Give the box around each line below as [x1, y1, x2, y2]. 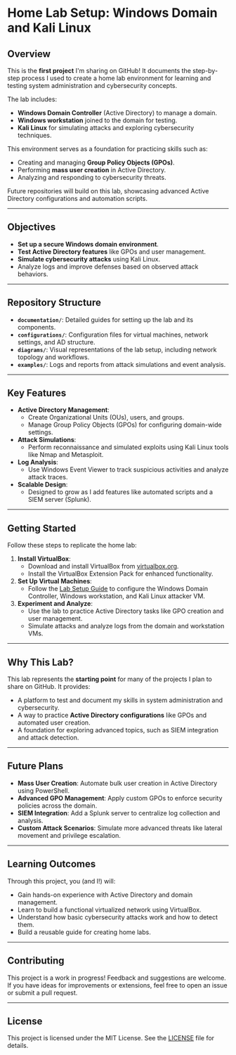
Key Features [7, 387, 67, 399]
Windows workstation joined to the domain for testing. [17, 116, 178, 124]
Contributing [7, 954, 65, 967]
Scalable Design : [17, 480, 68, 489]
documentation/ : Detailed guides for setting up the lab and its [17, 315, 194, 324]
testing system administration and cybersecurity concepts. [7, 82, 178, 89]
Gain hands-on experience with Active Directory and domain [17, 891, 193, 899]
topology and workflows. [17, 353, 90, 361]
